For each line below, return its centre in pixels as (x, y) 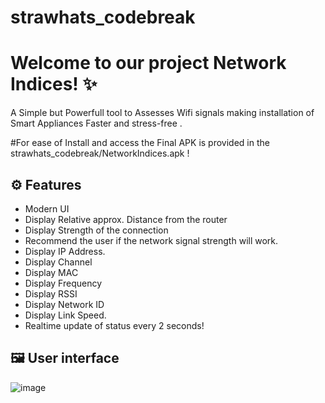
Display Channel (58, 262)
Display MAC (51, 272)
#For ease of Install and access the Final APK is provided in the (140, 143)
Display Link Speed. (65, 315)
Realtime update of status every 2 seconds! (114, 325)
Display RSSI (51, 293)
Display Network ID (64, 304)
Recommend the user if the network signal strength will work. (151, 240)
